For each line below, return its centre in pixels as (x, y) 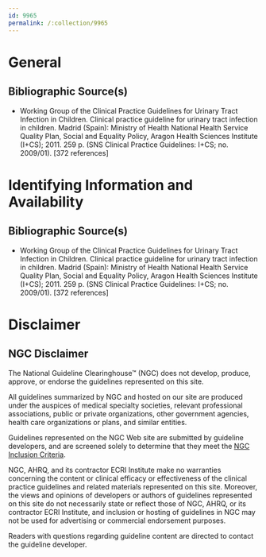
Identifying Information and (100, 185)
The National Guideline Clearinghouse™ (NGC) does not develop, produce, (130, 373)
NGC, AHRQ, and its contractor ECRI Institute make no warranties (115, 470)
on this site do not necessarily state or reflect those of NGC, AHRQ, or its (127, 503)
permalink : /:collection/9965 (58, 23)
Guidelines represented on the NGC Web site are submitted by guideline (126, 437)
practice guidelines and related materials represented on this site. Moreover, (133, 486)
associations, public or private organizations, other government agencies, (129, 413)
